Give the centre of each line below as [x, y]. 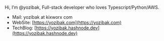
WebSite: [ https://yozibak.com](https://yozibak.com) [67, 23]
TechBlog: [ [24, 28]
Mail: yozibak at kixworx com [42, 17]
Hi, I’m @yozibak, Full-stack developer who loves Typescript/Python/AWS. [82, 7]
